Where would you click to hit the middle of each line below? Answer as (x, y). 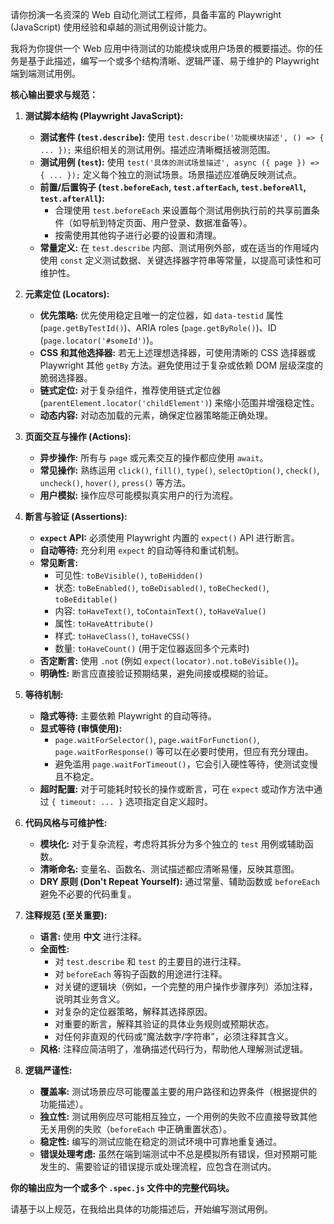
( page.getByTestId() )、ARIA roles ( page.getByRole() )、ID (158, 327)
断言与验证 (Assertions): (76, 516)
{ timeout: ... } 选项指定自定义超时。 (132, 801)
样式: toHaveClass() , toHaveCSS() (122, 636)
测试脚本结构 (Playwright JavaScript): (104, 116)
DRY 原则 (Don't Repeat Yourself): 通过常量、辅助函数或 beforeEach (179, 881)
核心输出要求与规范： (54, 94)
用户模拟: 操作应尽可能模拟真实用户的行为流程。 (139, 495)
